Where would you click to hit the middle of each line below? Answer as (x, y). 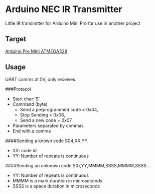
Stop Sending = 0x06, (42, 115)
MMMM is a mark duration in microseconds (57, 180)
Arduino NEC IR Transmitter (64, 9)
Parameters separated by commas (48, 125)
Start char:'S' (26, 99)
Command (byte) (30, 104)
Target (16, 39)
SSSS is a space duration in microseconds (56, 186)
